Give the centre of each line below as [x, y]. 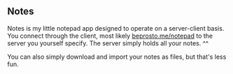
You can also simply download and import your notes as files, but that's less [117, 57]
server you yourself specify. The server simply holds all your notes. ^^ [108, 43]
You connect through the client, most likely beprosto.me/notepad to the [110, 36]
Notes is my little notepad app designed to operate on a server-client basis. [116, 28]
